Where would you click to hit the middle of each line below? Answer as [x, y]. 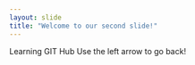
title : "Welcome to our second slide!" [84, 26]
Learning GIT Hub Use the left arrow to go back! [97, 51]
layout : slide [36, 17]
